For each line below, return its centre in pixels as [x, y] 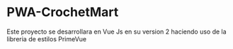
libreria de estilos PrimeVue [47, 38]
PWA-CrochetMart [63, 12]
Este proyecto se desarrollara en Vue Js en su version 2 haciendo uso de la [117, 31]
